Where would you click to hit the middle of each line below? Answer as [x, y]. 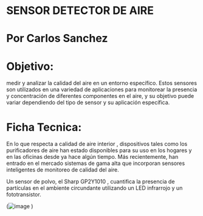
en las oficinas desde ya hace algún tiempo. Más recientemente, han [92, 157]
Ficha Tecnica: [44, 127]
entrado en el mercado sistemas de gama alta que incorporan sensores [96, 163]
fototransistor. [24, 195]
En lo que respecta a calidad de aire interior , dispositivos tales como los [97, 144]
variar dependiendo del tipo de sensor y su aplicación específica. [88, 103]
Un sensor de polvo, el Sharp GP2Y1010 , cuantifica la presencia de [91, 182]
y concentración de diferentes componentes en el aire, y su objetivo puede [100, 96]
